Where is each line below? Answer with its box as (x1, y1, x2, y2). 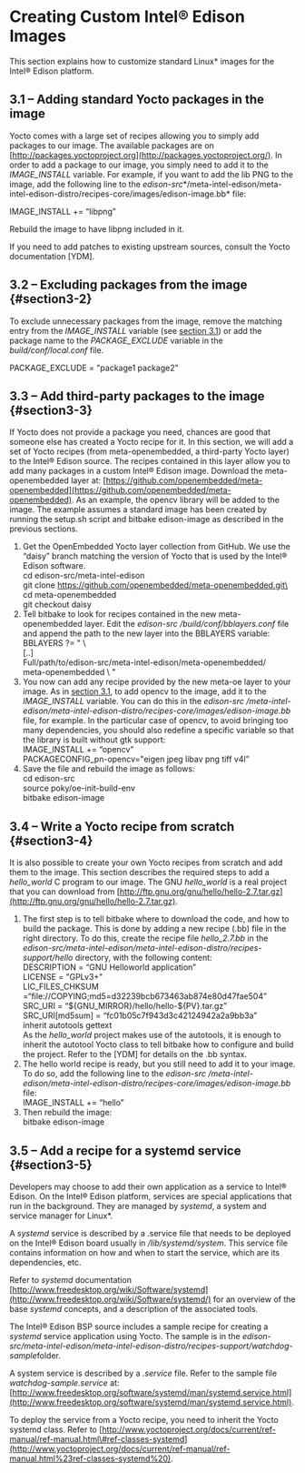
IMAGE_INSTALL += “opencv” (22, 744, 134, 755)
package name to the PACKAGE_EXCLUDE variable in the (9, 335, 224, 346)
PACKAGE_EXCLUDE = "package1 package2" (9, 362, 179, 373)
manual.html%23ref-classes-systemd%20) (9, 1453, 172, 1464)
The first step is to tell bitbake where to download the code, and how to (22, 913, 290, 924)
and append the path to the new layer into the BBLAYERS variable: (22, 628, 271, 639)
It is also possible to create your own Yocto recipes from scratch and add (9, 857, 283, 868)
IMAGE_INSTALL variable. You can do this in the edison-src (22, 696, 245, 707)
